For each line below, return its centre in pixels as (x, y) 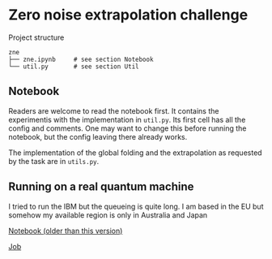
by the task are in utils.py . (54, 161)
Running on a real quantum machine (101, 187)
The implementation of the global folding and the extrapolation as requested (135, 153)
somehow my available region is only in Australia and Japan (108, 215)
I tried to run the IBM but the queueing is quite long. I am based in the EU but (136, 206)
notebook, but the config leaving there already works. (98, 136)
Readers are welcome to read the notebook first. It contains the (114, 110)
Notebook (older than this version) (66, 231)
